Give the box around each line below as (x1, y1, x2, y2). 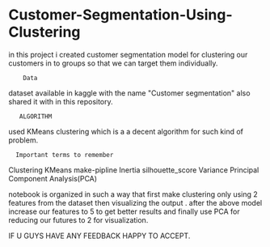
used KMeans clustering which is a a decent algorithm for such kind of (8, 126, 244, 136)
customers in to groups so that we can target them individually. (8, 58, 218, 68)
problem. (8, 135, 39, 145)
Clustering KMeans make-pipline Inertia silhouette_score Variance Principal (8, 164, 259, 175)
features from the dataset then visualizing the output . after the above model (8, 198, 263, 207)
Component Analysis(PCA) (8, 173, 98, 183)
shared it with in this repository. (8, 96, 113, 106)
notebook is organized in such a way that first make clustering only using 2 (8, 189, 259, 199)
